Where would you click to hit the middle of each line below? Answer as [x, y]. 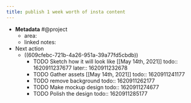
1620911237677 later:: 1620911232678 [80, 68]
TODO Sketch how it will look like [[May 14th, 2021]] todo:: [105, 61]
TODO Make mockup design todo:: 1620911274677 [96, 87]
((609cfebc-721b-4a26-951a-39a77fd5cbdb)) [81, 55]
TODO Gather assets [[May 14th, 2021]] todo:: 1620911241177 [109, 74]
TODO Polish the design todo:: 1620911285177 [90, 93]
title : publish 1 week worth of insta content [66, 12]
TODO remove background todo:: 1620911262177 [94, 81]
